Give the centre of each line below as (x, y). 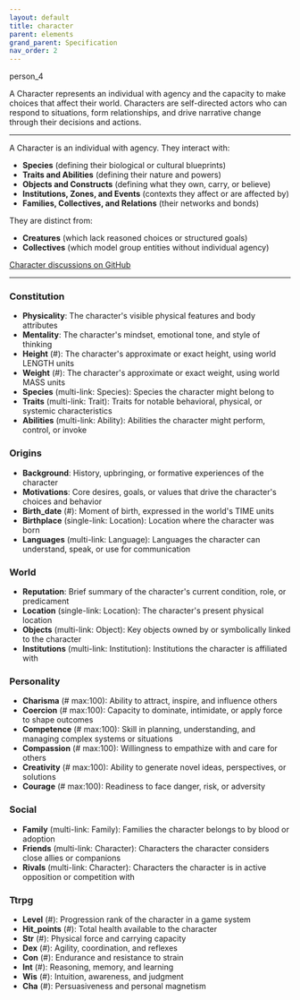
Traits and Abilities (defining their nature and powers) (121, 175)
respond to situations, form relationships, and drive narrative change (135, 113)
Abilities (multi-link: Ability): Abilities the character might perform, (144, 421)
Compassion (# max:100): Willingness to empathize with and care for (150, 748)
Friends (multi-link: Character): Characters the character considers (146, 848)
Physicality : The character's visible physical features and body (139, 316)
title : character (42, 26)
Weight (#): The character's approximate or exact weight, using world (150, 373)
